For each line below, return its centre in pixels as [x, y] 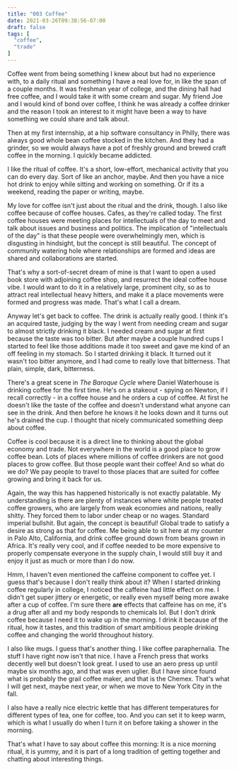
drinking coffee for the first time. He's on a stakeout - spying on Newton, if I [117, 390]
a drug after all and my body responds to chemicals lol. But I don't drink [111, 612]
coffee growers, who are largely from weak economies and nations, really [115, 507]
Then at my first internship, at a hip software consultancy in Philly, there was [118, 133]
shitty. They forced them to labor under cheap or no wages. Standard [108, 515]
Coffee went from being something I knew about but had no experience [111, 73]
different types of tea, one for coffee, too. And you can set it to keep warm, [117, 715]
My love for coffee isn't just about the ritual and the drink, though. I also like [117, 205]
